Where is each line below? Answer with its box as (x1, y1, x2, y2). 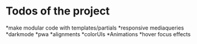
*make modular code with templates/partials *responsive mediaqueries (5, 24, 184, 31)
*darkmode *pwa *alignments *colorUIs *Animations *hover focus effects (5, 30, 191, 37)
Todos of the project (5, 4, 110, 18)
